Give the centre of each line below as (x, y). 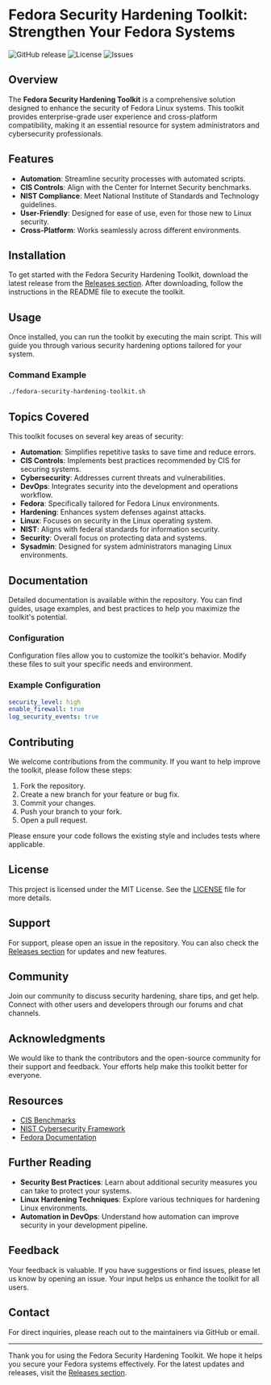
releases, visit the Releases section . (68, 1372)
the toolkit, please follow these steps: (70, 770)
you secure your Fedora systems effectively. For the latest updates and (126, 1364)
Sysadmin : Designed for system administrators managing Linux (126, 546)
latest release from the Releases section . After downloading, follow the (126, 284)
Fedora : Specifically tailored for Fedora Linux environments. (120, 503)
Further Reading (50, 1162)
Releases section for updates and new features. (88, 951)
